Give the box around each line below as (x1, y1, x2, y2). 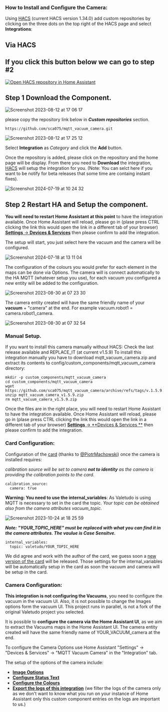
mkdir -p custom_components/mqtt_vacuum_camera (5, 375, 106, 380)
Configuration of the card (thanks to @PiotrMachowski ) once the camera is (5, 451, 160, 457)
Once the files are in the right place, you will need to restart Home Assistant (5, 406, 161, 412)
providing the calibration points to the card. (5, 471, 95, 477)
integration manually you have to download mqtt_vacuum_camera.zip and (5, 355, 156, 361)
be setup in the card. (5, 569, 48, 575)
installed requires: (5, 456, 42, 462)
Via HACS (5, 41, 36, 49)
